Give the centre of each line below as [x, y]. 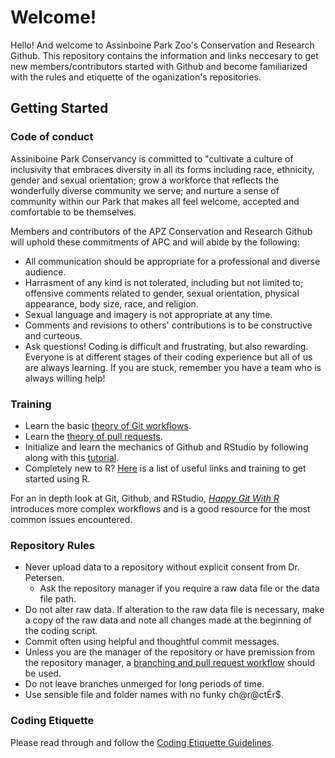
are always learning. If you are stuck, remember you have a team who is [173, 367]
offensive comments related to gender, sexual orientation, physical [162, 293]
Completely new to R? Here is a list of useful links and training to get [165, 468]
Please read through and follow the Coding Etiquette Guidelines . [142, 742]
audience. [45, 272]
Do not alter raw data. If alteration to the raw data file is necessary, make [174, 610]
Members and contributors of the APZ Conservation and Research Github [161, 231]
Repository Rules [53, 545]
